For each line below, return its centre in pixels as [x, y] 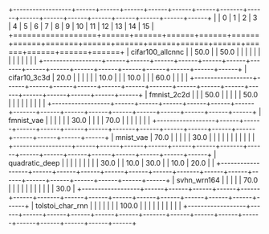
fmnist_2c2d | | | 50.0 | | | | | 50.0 [204, 94]
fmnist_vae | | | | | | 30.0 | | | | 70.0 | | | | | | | [79, 120]
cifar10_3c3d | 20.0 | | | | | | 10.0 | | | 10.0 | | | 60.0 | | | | [98, 78]
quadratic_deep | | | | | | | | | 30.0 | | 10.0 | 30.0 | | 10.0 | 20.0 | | [112, 163]
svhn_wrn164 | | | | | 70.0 [217, 180]
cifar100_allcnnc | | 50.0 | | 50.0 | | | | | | [196, 52]
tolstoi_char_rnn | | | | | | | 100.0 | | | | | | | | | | [108, 205]
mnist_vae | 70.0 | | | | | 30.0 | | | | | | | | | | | [185, 137]
